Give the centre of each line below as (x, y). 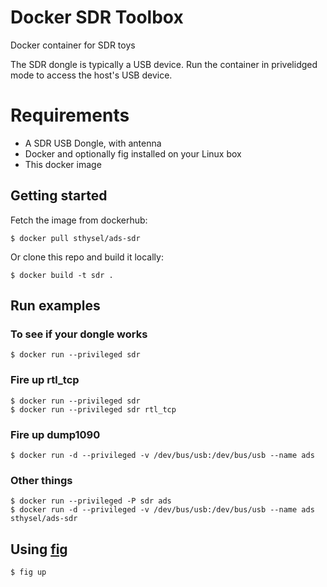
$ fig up (28, 572)
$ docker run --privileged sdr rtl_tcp (93, 409)
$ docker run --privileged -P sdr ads (91, 501)
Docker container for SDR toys (73, 45)
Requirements (70, 115)
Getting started (59, 196)
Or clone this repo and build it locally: (87, 257)
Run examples (55, 306)
